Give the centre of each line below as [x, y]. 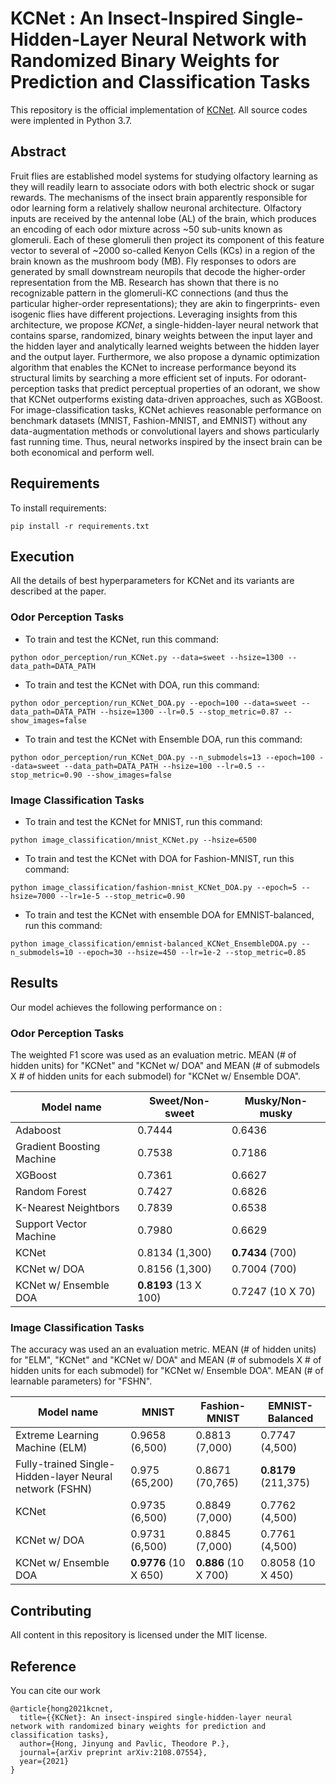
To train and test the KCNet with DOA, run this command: [142, 684]
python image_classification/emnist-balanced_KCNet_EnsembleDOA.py [154, 943]
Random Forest [51, 1192]
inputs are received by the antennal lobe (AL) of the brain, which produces [163, 218]
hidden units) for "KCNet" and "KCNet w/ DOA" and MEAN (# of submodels [165, 1066]
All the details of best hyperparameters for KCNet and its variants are [152, 581]
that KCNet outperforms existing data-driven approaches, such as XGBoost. [166, 399]
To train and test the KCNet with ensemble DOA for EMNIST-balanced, [169, 914]
